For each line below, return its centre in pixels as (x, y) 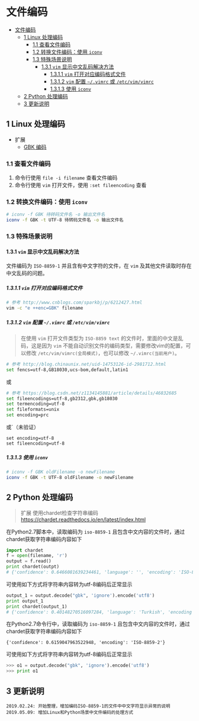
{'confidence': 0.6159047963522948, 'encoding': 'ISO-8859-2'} (86, 643)
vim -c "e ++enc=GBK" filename (45, 308)
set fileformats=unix (33, 410)
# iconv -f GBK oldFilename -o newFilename (61, 472)
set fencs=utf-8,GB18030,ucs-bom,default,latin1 (67, 370)
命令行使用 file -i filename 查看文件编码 (66, 178)
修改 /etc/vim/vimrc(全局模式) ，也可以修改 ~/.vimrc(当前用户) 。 (103, 353)
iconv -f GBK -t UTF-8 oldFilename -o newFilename (70, 477)
